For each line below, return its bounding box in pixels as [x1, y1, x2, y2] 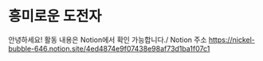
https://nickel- [208, 35, 255, 44]
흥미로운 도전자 [8, 7, 102, 25]
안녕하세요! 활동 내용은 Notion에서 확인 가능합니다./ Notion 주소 [8, 35, 207, 44]
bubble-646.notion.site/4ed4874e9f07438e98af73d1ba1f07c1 [8, 44, 210, 53]
